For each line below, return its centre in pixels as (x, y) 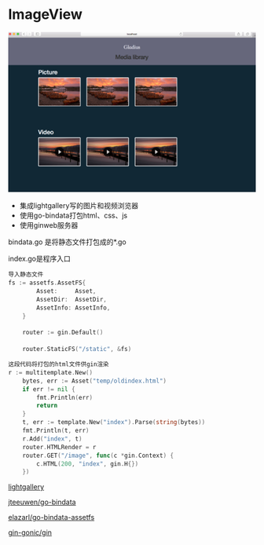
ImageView (45, 15)
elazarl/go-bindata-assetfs (51, 518)
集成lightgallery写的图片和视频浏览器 (79, 206)
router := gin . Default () (63, 333)
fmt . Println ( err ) (64, 397)
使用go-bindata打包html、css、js (73, 216)
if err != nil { (49, 389)
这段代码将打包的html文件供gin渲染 (59, 364)
